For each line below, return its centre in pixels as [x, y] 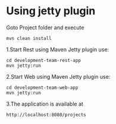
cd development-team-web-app [42, 88]
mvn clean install [29, 38]
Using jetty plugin [51, 11]
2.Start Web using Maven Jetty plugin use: [58, 76]
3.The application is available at [45, 104]
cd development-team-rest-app [44, 60]
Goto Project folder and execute [45, 27]
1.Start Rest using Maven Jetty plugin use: [57, 49]
